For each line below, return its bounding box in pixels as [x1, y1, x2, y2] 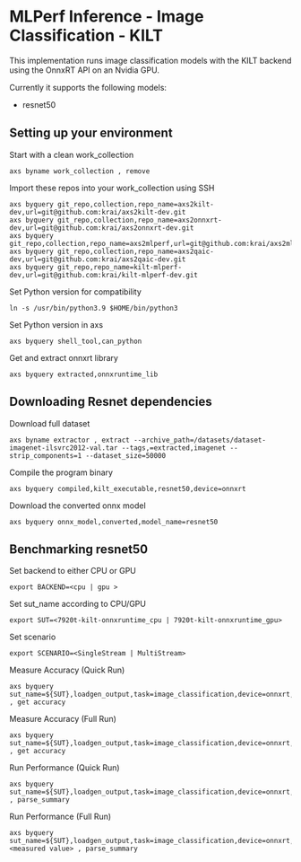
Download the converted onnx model [9, 500, 146, 511]
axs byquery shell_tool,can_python [9, 337, 142, 346]
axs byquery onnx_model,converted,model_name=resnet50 [9, 517, 219, 526]
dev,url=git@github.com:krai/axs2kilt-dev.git [9, 207, 186, 216]
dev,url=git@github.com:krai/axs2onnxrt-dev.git [9, 223, 194, 233]
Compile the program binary [9, 467, 114, 478]
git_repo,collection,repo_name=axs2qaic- [56, 247, 215, 256]
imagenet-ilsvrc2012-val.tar [9, 443, 118, 453]
